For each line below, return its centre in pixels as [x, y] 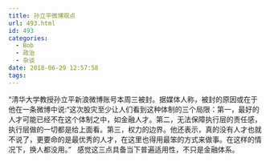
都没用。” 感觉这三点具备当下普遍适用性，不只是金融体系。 [141, 149]
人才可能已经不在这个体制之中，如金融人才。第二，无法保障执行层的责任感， [135, 119]
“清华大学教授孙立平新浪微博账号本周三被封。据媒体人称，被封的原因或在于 [133, 99]
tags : [17, 75]
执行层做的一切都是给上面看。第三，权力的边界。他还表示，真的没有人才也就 [135, 129]
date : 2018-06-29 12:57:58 [53, 68]
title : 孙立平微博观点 [42, 16]
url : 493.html [32, 23]
